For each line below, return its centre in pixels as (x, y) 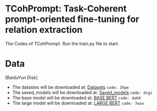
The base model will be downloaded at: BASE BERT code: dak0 (77, 98)
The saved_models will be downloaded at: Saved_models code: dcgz (82, 92)
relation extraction (44, 30)
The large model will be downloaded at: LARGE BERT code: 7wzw (78, 103)
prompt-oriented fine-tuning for (72, 19)
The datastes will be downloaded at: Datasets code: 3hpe (70, 87)
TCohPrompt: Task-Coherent (66, 9)
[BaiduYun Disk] (22, 77)
